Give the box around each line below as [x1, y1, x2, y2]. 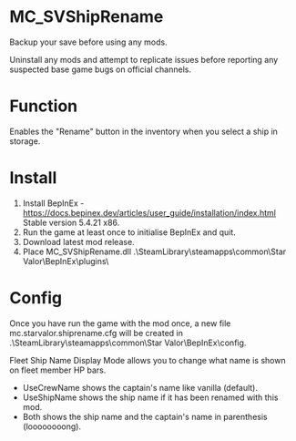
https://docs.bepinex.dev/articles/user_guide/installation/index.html [22, 207, 276, 218]
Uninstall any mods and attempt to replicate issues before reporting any [9, 54, 279, 65]
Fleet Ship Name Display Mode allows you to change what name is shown [9, 354, 286, 365]
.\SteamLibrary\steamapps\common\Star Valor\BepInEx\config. [9, 337, 247, 348]
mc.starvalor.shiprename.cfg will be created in [9, 327, 184, 338]
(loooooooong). [22, 421, 82, 432]
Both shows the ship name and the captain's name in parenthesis [22, 411, 268, 422]
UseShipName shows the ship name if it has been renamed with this [22, 392, 279, 403]
